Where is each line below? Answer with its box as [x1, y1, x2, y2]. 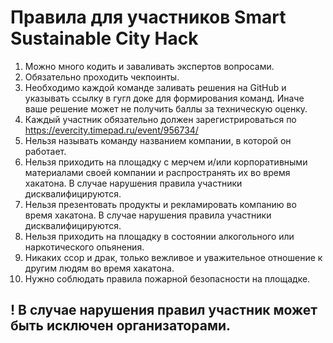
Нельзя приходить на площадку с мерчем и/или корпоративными [24, 156, 308, 168]
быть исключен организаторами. [10, 317, 232, 335]
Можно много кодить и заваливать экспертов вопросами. [24, 60, 275, 72]
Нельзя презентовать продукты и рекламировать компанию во [24, 198, 297, 210]
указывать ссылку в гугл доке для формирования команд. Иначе [24, 92, 305, 104]
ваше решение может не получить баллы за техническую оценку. [24, 102, 308, 115]
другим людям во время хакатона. [24, 262, 175, 274]
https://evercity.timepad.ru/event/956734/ [24, 124, 199, 136]
